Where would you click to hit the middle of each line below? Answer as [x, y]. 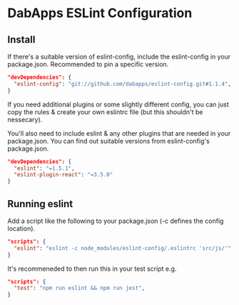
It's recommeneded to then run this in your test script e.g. [92, 269]
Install [21, 40]
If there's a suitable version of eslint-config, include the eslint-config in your [119, 56]
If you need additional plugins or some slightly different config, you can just [118, 104]
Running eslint [40, 204]
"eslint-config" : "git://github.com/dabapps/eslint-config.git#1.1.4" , [123, 84]
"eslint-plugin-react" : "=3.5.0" [63, 175]
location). [21, 228]
